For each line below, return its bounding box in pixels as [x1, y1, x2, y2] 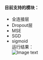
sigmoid [11, 38, 28, 44]
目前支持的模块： [4, 4, 39, 10]
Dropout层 [11, 22, 33, 28]
